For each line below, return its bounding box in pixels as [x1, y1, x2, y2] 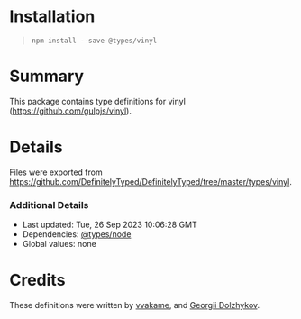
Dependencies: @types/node [22, 229, 132, 240]
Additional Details [9, 198, 89, 211]
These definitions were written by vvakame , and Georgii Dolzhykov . [9, 300, 260, 311]
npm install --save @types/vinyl [31, 36, 158, 45]
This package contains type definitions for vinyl [9, 96, 187, 106]
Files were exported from [9, 167, 103, 178]
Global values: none [22, 239, 96, 250]
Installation [9, 6, 96, 27]
